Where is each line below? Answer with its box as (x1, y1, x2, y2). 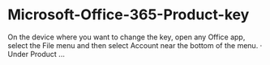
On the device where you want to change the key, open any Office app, (7, 32, 246, 42)
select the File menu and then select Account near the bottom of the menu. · (7, 40, 263, 50)
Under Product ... (7, 49, 66, 59)
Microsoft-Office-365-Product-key (7, 6, 250, 24)
